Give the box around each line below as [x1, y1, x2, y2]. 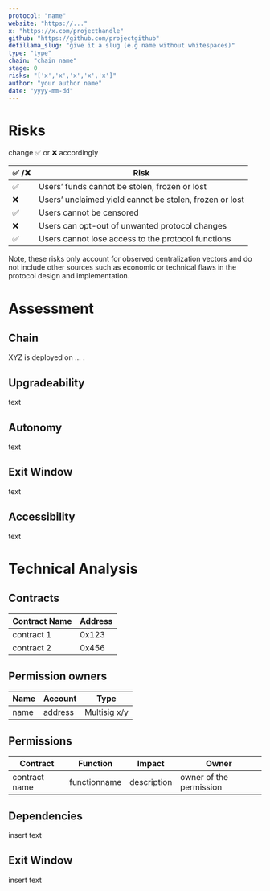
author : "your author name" [8, 79, 103, 87]
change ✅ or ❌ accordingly [8, 148, 99, 158]
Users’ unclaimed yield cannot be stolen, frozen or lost [39, 194, 245, 205]
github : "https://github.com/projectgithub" [8, 34, 160, 43]
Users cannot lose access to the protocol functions [39, 233, 231, 245]
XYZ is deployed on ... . [8, 353, 86, 362]
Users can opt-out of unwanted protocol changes [39, 221, 227, 232]
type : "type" [8, 49, 52, 57]
